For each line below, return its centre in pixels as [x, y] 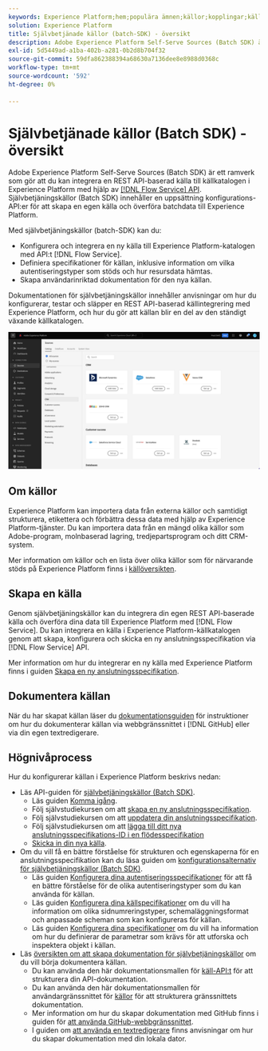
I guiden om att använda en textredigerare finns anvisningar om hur [142, 1030]
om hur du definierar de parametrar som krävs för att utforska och [140, 937]
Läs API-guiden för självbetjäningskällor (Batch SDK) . [107, 793]
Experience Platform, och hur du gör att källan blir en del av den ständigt [127, 313]
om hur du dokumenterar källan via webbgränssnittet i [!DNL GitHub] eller [129, 724]
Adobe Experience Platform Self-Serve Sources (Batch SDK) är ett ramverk [132, 173]
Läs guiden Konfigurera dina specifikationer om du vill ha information [145, 929]
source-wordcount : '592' [49, 76]
